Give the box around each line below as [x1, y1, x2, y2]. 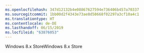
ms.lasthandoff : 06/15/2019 [5, 26, 64, 30]
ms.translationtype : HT [5, 16, 55, 21]
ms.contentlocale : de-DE [5, 21, 57, 26]
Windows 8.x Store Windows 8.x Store [5, 44, 83, 49]
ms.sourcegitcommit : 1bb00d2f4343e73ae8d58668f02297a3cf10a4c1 [5, 12, 140, 17]
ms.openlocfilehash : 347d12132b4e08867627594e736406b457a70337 [5, 7, 140, 12]
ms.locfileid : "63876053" [5, 30, 59, 35]
